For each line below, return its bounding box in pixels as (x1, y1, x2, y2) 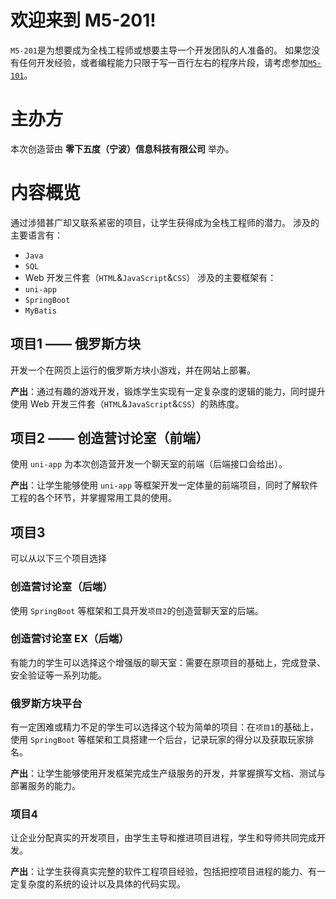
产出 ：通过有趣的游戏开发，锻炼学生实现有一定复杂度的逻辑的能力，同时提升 (10, 385, 326, 397)
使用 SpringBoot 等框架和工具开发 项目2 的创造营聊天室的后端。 (10, 604, 264, 616)
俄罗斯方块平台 (10, 696, 83, 710)
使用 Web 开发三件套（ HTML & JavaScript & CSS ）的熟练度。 (10, 397, 245, 410)
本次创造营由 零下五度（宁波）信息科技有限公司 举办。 (10, 142, 235, 155)
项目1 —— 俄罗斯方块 (10, 336, 141, 353)
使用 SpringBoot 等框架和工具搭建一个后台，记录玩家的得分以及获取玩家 (10, 734, 306, 746)
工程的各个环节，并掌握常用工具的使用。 (10, 492, 177, 504)
